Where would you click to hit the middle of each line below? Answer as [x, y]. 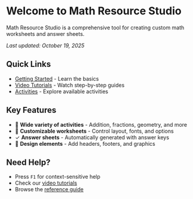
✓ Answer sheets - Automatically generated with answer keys [92, 137]
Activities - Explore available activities [62, 91]
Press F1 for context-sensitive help [57, 177]
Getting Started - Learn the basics [57, 78]
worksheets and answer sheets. [45, 33]
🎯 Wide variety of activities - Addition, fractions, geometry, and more [101, 124]
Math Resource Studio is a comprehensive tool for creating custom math [95, 27]
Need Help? [28, 162]
